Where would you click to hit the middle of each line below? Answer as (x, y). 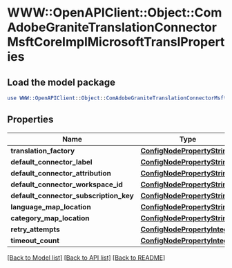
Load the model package (61, 82)
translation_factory (43, 151)
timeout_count (35, 240)
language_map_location (51, 207)
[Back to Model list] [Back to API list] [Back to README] (86, 258)
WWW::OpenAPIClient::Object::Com (115, 13)
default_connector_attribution (61, 173)
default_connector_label (51, 162)
